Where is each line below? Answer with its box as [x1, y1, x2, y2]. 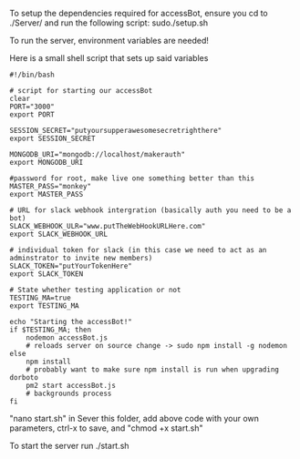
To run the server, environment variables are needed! [9, 36, 210, 46]
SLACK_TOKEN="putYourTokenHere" [9, 261, 132, 270]
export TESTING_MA [9, 301, 79, 311]
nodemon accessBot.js [26, 333, 108, 342]
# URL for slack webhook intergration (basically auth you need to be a [9, 206, 292, 215]
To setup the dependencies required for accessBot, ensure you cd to [9, 8, 268, 18]
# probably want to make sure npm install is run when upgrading [26, 365, 280, 374]
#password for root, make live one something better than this [9, 174, 255, 183]
